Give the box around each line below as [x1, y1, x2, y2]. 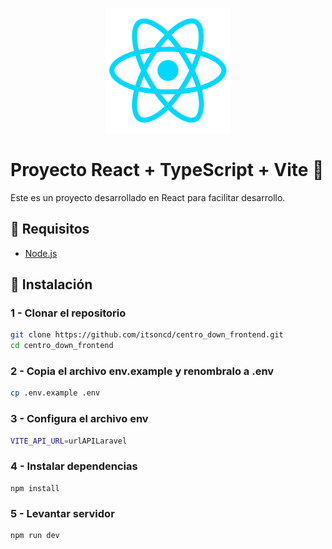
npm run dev [10, 531, 60, 541]
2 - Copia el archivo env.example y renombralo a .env [10, 364, 275, 378]
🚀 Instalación [10, 276, 93, 293]
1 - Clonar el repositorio [10, 306, 127, 320]
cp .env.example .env [10, 388, 101, 398]
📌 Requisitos [10, 221, 90, 238]
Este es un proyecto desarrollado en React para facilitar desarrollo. [10, 191, 286, 203]
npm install [10, 483, 60, 493]
